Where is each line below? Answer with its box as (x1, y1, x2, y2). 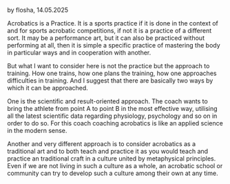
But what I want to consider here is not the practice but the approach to (7, 62, 210, 70)
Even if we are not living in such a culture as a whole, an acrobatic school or (7, 162, 223, 170)
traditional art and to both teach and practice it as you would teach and (7, 147, 209, 155)
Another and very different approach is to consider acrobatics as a (7, 140, 196, 147)
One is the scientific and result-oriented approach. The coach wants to (7, 97, 208, 105)
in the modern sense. (7, 127, 67, 134)
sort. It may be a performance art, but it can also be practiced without (7, 34, 205, 42)
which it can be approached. (7, 84, 88, 92)
